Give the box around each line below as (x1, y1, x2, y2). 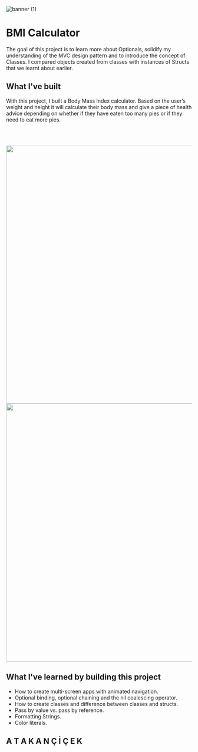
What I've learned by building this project (6, 672, 161, 682)
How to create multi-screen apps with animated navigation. (14, 688, 159, 695)
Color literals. (14, 719, 47, 726)
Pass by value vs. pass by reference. (14, 707, 104, 714)
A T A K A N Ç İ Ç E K (6, 736, 82, 746)
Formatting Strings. (14, 712, 62, 720)
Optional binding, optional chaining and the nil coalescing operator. (14, 694, 178, 701)
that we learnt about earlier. (6, 64, 74, 71)
